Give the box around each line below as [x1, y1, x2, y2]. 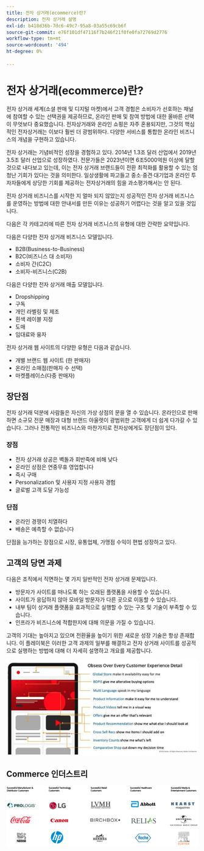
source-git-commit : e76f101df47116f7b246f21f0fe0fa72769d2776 [6, 29, 167, 35]
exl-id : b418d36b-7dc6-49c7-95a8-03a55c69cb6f [6, 23, 127, 29]
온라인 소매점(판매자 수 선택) [15, 364, 83, 371]
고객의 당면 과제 [6, 558, 62, 568]
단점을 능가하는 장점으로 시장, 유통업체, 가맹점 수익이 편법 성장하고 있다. [6, 538, 177, 546]
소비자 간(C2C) [15, 260, 52, 268]
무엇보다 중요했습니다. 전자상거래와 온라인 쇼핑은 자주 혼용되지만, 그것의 [12, 120, 184, 127]
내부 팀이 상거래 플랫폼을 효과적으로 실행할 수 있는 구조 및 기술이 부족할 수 [15, 604, 191, 611]
